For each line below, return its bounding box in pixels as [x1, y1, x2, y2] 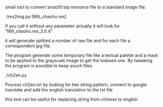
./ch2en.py [5, 72, 27, 78]
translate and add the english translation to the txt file [5, 87, 113, 92]
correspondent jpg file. [5, 43, 51, 48]
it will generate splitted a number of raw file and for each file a [5, 38, 131, 43]
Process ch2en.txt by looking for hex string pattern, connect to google [5, 82, 147, 87]
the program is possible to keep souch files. [5, 63, 93, 68]
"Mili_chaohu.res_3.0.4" [5, 28, 53, 34]
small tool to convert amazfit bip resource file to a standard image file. [5, 4, 146, 10]
